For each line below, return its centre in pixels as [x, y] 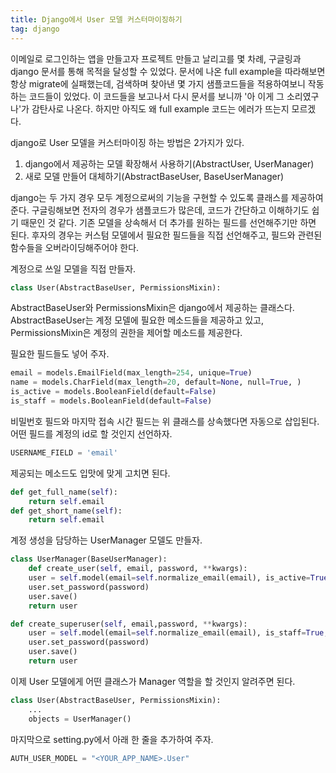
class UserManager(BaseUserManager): [89, 559]
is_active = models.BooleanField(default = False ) [113, 392]
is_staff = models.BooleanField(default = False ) [111, 401]
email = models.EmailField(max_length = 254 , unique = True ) [131, 373]
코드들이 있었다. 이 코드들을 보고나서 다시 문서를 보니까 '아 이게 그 [156, 96]
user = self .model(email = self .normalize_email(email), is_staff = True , [178, 633]
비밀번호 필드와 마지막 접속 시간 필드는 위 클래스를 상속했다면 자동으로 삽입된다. [165, 421]
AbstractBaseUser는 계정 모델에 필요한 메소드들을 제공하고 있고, [137, 320]
